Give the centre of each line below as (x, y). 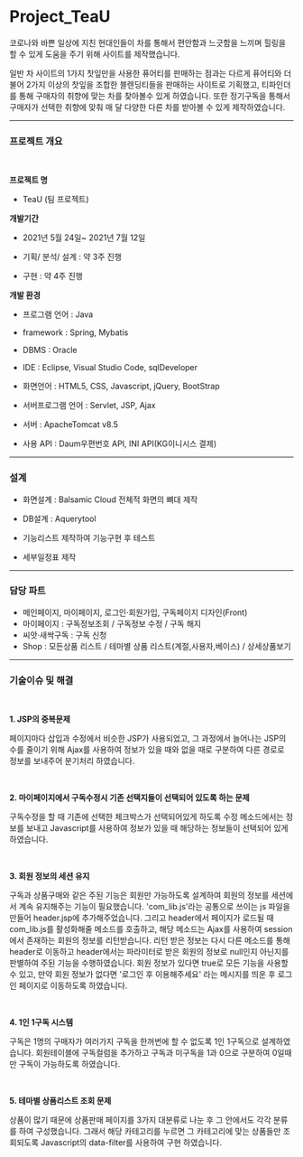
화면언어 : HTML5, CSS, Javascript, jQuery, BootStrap (121, 387)
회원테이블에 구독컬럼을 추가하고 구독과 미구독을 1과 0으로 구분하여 (153, 1053)
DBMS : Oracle (50, 350)
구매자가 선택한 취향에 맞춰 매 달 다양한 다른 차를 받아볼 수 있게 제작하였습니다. (147, 107)
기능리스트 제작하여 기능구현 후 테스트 (89, 537)
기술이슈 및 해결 (41, 680)
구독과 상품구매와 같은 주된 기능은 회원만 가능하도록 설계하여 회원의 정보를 (139, 895)
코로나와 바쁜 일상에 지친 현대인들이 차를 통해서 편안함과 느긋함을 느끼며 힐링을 (148, 42)
